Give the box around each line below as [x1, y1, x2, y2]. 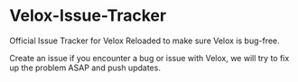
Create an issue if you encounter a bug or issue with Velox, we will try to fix [9, 52, 290, 63]
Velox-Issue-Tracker [9, 5, 167, 26]
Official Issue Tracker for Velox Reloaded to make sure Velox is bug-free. [9, 35, 280, 46]
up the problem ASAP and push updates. [9, 62, 161, 73]
